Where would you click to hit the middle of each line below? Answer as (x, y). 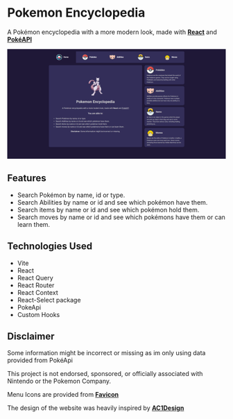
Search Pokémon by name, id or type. (71, 195)
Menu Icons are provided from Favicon (63, 395)
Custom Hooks (38, 314)
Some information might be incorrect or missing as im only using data (106, 353)
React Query (35, 277)
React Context (37, 292)
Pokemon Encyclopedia (76, 13)
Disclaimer (31, 336)
